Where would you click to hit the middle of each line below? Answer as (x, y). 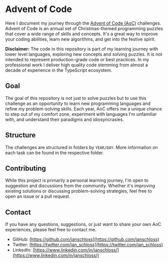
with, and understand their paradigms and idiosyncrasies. (65, 119)
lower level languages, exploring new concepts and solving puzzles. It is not (84, 54)
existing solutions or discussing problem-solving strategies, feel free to (78, 191)
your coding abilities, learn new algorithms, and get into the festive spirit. (80, 39)
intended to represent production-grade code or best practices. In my (77, 59)
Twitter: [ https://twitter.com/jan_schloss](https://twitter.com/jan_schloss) (88, 245)
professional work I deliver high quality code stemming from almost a (76, 65)
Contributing (26, 168)
